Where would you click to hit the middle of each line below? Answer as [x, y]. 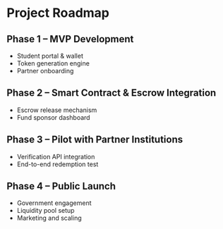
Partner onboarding [45, 71]
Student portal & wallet [50, 56]
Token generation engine [53, 63]
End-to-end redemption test [58, 164]
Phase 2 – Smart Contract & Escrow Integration [111, 93]
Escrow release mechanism [57, 110]
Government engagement [54, 203]
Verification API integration [56, 156]
